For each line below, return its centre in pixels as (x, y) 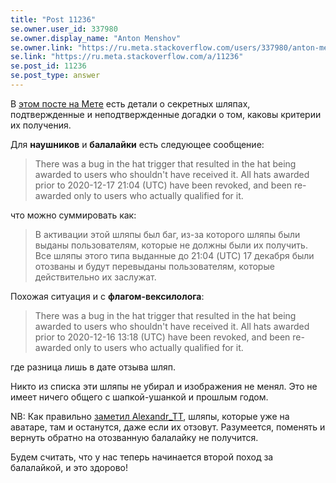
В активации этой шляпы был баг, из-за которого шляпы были (167, 234)
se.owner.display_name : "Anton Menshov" (96, 38)
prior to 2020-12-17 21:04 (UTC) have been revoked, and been (163, 185)
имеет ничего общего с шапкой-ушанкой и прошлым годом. (139, 397)
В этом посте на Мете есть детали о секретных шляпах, (130, 103)
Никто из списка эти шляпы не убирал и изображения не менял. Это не (164, 386)
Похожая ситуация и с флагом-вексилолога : (107, 296)
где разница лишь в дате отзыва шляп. (93, 367)
